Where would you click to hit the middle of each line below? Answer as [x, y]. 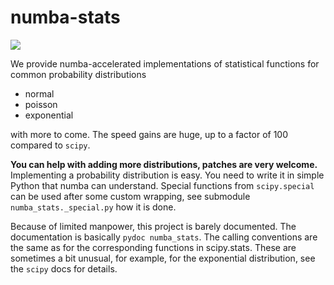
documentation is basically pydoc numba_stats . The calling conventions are [164, 237]
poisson [41, 104]
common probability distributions [78, 74]
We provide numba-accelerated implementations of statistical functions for [165, 63]
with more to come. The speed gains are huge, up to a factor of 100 [149, 134]
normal [39, 93]
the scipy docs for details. [64, 268]
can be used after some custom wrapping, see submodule [130, 196]
